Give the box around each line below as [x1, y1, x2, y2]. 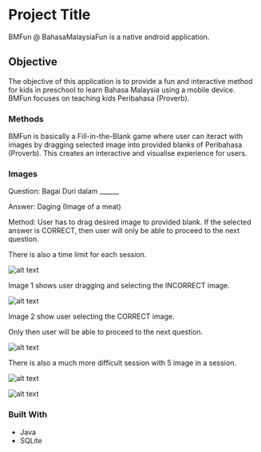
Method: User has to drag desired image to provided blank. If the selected [8, 217, 251, 227]
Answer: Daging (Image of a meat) [8, 202, 121, 212]
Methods [8, 113, 44, 125]
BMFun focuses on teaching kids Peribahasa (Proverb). [8, 93, 190, 103]
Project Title [8, 6, 91, 24]
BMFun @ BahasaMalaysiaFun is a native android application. [8, 32, 210, 42]
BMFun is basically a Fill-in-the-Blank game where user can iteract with [8, 132, 243, 141]
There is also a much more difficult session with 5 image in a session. [8, 358, 237, 368]
